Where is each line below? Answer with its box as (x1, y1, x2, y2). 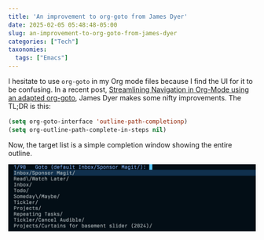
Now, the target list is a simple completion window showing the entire (8, 140, 233, 149)
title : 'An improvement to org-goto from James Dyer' (8, 13, 189, 20)
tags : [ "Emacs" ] (15, 54, 68, 62)
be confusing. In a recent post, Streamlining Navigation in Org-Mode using (8, 85, 249, 94)
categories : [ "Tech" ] (8, 38, 79, 45)
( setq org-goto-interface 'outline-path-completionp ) (8, 118, 189, 125)
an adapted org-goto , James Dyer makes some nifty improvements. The (8, 93, 242, 102)
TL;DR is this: (8, 102, 51, 111)
